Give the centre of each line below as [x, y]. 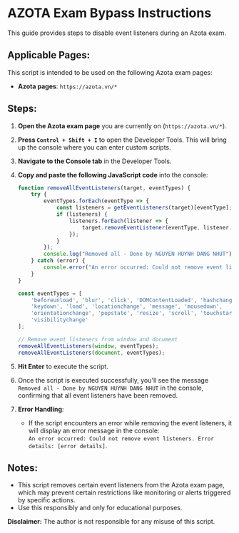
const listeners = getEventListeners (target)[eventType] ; [144, 208]
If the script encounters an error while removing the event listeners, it [130, 423]
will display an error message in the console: [94, 430]
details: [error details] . [68, 445]
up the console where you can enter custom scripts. [94, 147]
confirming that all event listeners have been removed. [98, 395]
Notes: [22, 468]
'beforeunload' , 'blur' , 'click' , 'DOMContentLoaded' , [114, 300]
